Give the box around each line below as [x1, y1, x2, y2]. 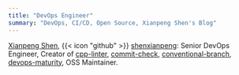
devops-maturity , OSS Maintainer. [8, 57, 118, 67]
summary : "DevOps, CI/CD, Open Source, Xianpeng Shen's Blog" [8, 19, 217, 27]
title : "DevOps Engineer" [8, 11, 93, 20]
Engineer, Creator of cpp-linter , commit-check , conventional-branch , [8, 49, 232, 58]
